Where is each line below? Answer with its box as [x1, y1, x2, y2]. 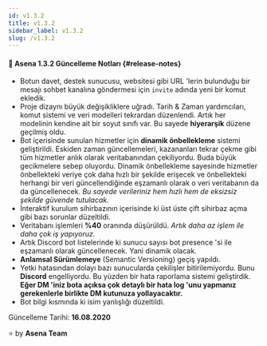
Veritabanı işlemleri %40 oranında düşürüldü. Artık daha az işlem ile [19, 221, 245, 230]
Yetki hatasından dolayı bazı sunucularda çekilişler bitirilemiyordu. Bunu [19, 263, 255, 272]
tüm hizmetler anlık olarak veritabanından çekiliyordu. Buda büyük [19, 153, 237, 162]
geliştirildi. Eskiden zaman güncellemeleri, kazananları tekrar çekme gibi [19, 145, 257, 154]
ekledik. [19, 93, 46, 103]
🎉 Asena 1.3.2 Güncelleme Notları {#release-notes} [8, 58, 182, 68]
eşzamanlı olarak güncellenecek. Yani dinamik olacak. [19, 246, 197, 256]
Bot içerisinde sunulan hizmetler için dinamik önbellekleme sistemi [19, 136, 241, 145]
